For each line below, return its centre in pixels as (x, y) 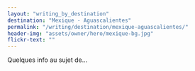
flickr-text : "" (31, 40)
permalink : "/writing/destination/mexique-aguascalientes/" (98, 27)
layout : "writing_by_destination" (58, 14)
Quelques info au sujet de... (48, 60)
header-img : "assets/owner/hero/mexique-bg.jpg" (80, 33)
